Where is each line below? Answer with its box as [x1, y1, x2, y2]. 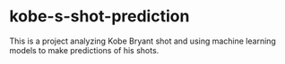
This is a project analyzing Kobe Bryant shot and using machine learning [9, 36, 276, 46]
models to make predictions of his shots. [9, 44, 160, 55]
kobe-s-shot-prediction [9, 6, 190, 27]
